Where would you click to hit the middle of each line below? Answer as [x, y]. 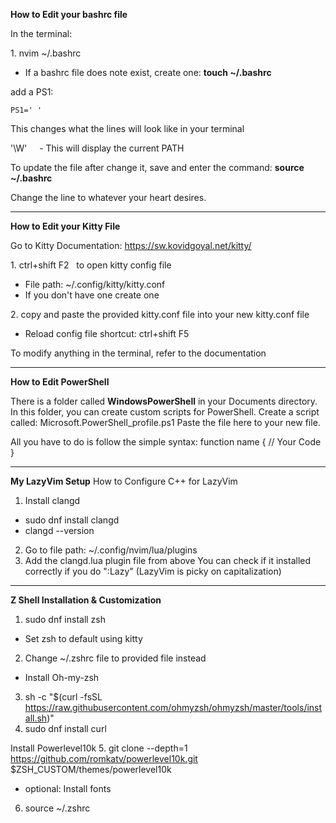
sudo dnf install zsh [65, 619]
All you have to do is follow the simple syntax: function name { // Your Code [166, 442]
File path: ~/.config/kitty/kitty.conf [95, 284]
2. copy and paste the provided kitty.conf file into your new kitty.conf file [160, 314]
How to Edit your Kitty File [65, 226]
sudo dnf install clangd [72, 520]
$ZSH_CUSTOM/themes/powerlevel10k [91, 769]
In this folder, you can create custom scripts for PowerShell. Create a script [165, 412]
